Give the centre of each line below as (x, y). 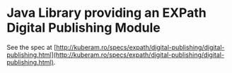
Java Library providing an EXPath (106, 13)
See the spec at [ (31, 47)
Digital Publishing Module (83, 28)
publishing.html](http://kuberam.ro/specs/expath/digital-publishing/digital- (115, 55)
